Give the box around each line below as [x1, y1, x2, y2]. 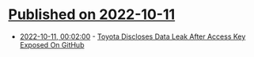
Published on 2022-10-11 [8, 6, 176, 24]
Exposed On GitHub [19, 40, 85, 49]
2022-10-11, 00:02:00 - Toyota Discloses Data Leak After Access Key [19, 32, 246, 41]
